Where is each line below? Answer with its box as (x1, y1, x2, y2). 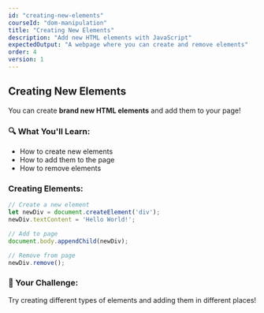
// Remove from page (8, 252, 76, 259)
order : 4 (8, 48, 37, 56)
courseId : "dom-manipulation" (8, 19, 108, 27)
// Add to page (8, 229, 58, 237)
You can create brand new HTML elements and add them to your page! (8, 106, 241, 115)
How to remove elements (19, 163, 102, 173)
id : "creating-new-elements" (8, 11, 104, 20)
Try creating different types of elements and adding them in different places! (8, 295, 257, 304)
